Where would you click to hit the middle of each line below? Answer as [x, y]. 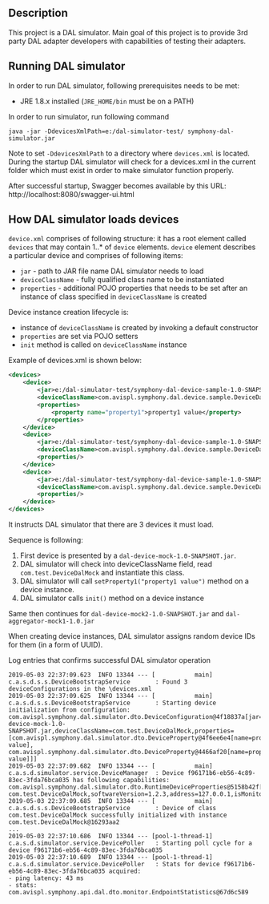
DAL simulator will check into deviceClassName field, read [116, 564]
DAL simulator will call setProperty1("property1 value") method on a [134, 581]
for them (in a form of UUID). [56, 645]
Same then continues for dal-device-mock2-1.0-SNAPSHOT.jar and [116, 614]
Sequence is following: [46, 540]
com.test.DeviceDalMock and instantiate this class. [102, 573]
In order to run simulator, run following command [89, 116]
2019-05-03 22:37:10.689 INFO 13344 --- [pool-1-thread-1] [111, 858]
